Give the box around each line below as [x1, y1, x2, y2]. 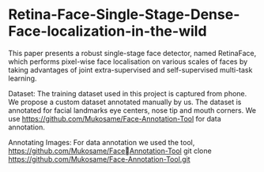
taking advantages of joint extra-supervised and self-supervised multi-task [8, 65, 253, 74]
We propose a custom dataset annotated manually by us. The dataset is [8, 97, 242, 107]
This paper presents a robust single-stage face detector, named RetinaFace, [8, 48, 257, 58]
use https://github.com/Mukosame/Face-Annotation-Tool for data [8, 114, 221, 123]
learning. [8, 73, 37, 83]
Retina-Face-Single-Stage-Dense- [8, 6, 240, 24]
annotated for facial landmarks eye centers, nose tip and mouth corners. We [8, 105, 257, 115]
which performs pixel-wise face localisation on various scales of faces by [8, 57, 248, 66]
